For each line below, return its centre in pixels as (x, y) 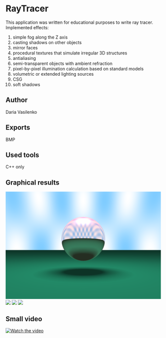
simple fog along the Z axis (40, 37)
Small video (24, 319)
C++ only (15, 167)
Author (17, 100)
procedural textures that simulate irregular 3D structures (70, 53)
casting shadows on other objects (47, 42)
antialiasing (24, 58)
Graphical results (33, 182)
